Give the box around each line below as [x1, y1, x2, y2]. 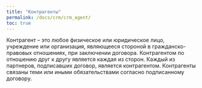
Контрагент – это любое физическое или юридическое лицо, [6, 37, 165, 44]
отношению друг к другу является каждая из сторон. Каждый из [6, 55, 175, 63]
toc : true [6, 20, 32, 26]
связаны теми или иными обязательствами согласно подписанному [6, 69, 184, 76]
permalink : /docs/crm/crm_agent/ [6, 14, 91, 20]
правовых [6, 49, 32, 57]
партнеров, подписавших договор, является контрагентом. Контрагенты [6, 62, 197, 69]
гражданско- [151, 43, 187, 50]
